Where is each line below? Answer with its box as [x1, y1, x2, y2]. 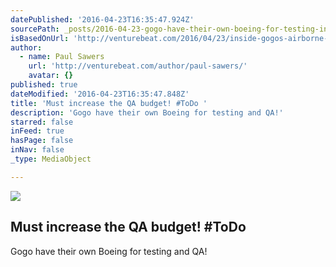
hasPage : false [10, 136, 74, 146]
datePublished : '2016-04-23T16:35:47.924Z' [10, 14, 195, 25]
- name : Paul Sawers [19, 52, 105, 62]
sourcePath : [10, 24, 60, 34]
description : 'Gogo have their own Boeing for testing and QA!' [10, 107, 284, 118]
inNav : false [10, 145, 65, 155]
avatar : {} [28, 71, 74, 81]
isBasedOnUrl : [10, 33, 70, 43]
